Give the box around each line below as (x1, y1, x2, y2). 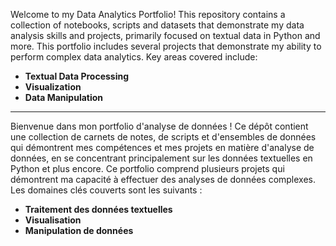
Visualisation (24, 214, 82, 226)
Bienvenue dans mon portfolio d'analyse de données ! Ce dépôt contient (10, 120, 309, 132)
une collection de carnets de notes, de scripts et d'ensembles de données (10, 131, 317, 143)
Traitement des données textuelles (24, 204, 173, 215)
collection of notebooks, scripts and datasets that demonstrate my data (10, 19, 305, 31)
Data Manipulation (24, 92, 104, 103)
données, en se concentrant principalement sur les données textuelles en (10, 152, 313, 164)
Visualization (24, 81, 82, 93)
